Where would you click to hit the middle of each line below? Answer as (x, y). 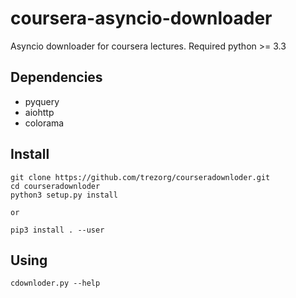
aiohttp (39, 112)
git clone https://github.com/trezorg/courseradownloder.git (140, 177)
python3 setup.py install (64, 195)
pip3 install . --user (57, 230)
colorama (44, 123)
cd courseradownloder (55, 186)
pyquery (42, 101)
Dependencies (56, 77)
